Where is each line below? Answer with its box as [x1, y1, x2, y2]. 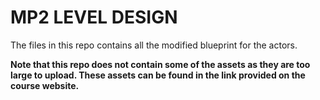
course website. [10, 79, 80, 91]
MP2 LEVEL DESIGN [10, 6, 178, 29]
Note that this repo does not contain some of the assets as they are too [10, 58, 311, 70]
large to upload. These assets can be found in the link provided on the [10, 69, 306, 81]
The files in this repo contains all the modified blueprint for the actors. [10, 39, 298, 51]
